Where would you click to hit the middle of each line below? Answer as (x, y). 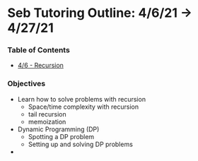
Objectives (27, 84)
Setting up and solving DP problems (80, 144)
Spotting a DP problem (61, 136)
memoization (47, 121)
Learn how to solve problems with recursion (82, 99)
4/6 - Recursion (40, 66)
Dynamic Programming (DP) (58, 129)
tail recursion (47, 114)
